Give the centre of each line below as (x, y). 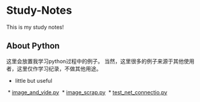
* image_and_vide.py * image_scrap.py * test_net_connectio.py (87, 92)
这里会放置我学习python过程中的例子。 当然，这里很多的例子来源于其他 (95, 61)
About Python (33, 46)
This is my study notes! (35, 27)
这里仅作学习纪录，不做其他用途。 (59, 68)
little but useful (34, 80)
